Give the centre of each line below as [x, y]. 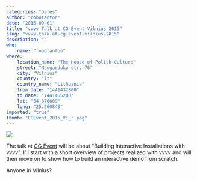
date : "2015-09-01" [31, 23]
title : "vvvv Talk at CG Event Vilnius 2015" [64, 28]
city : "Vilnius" [38, 73]
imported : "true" [28, 112]
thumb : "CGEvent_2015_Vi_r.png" [47, 118]
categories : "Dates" [32, 12]
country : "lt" [35, 79]
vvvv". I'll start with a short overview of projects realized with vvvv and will [99, 152]
